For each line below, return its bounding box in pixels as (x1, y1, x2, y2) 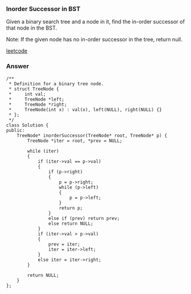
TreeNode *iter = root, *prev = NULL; (27, 138, 123, 144)
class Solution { (6, 122, 49, 128)
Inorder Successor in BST (6, 5, 81, 13)
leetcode (6, 47, 28, 54)
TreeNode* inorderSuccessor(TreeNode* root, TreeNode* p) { (17, 133, 167, 138)
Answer (6, 62, 29, 70)
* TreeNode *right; (8, 101, 67, 108)
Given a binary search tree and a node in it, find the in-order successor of (6, 18, 185, 25)
